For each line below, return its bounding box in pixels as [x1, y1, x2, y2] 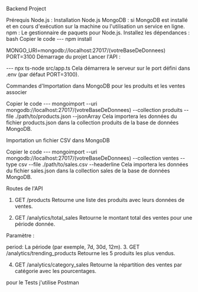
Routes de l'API [6, 185, 43, 192]
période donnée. [14, 220, 56, 227]
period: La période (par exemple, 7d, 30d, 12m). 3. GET [6, 243, 140, 251]
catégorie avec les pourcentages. [14, 268, 96, 274]
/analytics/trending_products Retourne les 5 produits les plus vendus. [6, 250, 176, 256]
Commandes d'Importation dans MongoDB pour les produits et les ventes [6, 82, 186, 89]
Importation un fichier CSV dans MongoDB [6, 137, 111, 144]
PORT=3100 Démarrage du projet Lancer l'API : [6, 53, 121, 60]
